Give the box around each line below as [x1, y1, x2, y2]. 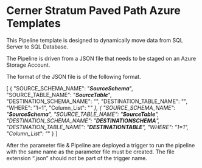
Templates [6, 16, 61, 30]
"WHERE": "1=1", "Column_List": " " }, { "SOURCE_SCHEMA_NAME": [6, 104, 176, 111]
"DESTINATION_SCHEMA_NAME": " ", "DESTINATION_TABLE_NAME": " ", [6, 98, 187, 105]
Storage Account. [6, 61, 50, 69]
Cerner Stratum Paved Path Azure [6, 4, 181, 18]
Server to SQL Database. [6, 43, 69, 50]
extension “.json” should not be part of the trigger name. [6, 154, 147, 161]
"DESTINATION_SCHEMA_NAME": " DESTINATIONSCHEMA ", [6, 116, 160, 124]
